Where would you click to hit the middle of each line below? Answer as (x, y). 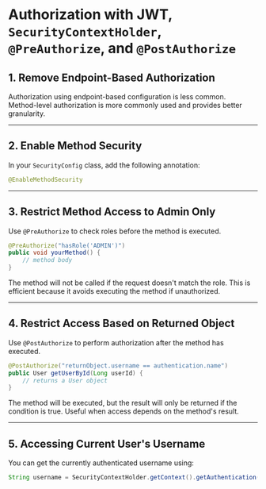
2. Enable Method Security (75, 146)
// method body (47, 260)
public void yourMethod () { (55, 253)
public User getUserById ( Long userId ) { (76, 373)
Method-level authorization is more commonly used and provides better (125, 105)
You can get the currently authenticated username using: (101, 463)
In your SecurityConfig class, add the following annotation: (104, 165)
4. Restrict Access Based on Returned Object (122, 323)
